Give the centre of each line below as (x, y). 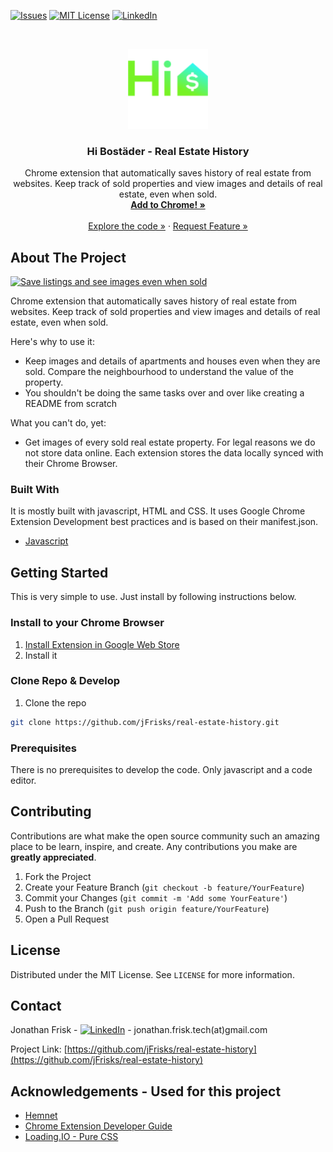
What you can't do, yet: (58, 423)
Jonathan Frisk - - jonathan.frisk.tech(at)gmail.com (139, 1030)
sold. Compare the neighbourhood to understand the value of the (159, 372)
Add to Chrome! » (168, 205)
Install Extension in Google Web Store (102, 644)
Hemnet (41, 1116)
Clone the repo (55, 702)
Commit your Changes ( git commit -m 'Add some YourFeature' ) (156, 897)
